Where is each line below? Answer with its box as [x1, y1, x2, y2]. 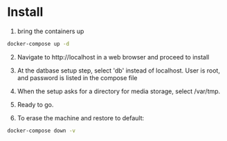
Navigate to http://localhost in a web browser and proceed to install [17, 53, 210, 61]
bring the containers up [17, 27, 84, 35]
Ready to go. [17, 100, 54, 109]
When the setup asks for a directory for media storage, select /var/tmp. [17, 87, 221, 95]
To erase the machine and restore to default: [17, 113, 145, 122]
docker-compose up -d [7, 40, 70, 47]
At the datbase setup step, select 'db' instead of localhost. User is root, [17, 66, 220, 75]
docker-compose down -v [7, 127, 76, 134]
